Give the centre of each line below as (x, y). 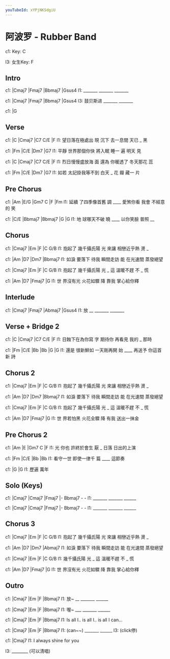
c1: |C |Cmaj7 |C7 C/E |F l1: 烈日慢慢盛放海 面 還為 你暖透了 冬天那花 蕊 (79, 162)
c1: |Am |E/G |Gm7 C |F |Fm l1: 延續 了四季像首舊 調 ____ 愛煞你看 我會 (78, 202)
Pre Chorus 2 (26, 435)
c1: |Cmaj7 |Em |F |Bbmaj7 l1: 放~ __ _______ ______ (57, 599)
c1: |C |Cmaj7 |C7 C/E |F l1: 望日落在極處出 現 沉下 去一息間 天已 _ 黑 (76, 140)
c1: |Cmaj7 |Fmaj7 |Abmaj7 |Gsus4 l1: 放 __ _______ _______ (65, 310)
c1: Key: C (16, 51)
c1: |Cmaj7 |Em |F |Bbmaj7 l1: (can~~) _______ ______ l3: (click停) (71, 630)
